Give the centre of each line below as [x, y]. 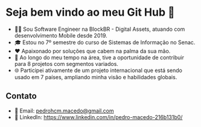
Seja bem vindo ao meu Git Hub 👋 [91, 12]
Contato [21, 96]
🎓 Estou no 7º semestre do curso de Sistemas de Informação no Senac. [105, 42]
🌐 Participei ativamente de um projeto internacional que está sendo [98, 70]
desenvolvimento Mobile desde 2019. [61, 35]
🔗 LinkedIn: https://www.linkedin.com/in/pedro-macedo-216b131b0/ [98, 117]
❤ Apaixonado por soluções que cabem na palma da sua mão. [92, 51]
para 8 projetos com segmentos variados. [66, 63]
